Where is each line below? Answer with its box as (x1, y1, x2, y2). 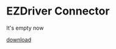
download (6, 36, 32, 43)
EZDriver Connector (6, 4, 110, 18)
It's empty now (6, 24, 44, 31)
